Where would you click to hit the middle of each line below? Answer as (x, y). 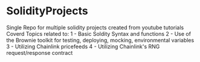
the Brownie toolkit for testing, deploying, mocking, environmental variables (100, 40)
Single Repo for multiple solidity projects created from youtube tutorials (95, 27)
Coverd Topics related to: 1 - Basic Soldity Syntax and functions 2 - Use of (99, 33)
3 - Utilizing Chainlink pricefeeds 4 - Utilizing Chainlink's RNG (83, 46)
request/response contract (40, 52)
